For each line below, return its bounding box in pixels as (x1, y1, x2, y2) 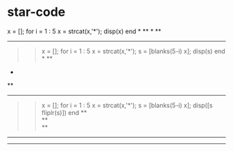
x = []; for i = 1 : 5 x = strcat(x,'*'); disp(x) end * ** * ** (7, 27, 162, 35)
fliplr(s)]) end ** (41, 108, 87, 116)
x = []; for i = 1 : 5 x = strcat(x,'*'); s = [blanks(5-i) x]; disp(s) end (41, 46, 225, 55)
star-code (7, 4, 66, 20)
